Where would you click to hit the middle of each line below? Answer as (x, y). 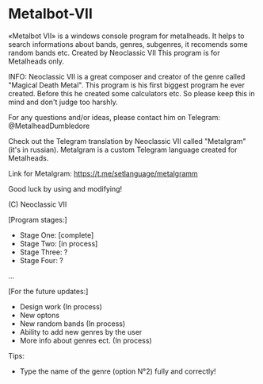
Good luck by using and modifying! (65, 188)
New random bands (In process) (72, 324)
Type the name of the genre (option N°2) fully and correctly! (118, 371)
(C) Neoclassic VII (38, 204)
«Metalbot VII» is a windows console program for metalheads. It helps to (126, 36)
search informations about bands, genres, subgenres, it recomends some (128, 44)
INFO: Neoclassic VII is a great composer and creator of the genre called (127, 76)
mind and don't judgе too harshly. (63, 102)
